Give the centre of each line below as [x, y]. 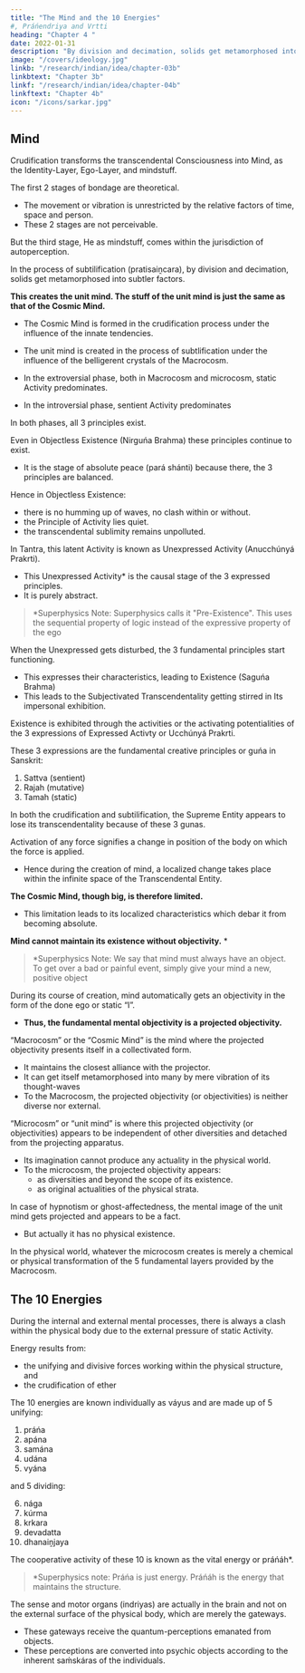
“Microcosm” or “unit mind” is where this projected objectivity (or [132, 1124]
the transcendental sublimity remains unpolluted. [114, 532]
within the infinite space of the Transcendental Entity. [123, 879]
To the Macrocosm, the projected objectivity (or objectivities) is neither [156, 1097]
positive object [60, 978]
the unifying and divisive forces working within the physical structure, [153, 1366]
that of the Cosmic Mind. [58, 306]
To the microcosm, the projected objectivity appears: [122, 1170]
